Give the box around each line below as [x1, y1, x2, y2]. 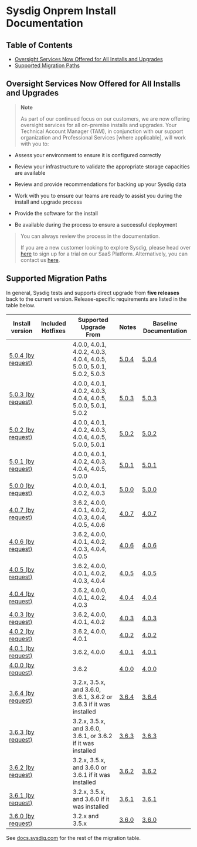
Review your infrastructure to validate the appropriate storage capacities [14, 163, 190, 170]
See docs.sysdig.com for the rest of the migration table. [6, 834, 141, 841]
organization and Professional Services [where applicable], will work [20, 134, 186, 141]
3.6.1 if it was [72, 770, 110, 779]
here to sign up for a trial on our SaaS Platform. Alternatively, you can [20, 250, 188, 257]
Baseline [152, 319, 178, 327]
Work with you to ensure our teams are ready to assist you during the [14, 192, 182, 199]
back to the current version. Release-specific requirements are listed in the [6, 295, 187, 303]
